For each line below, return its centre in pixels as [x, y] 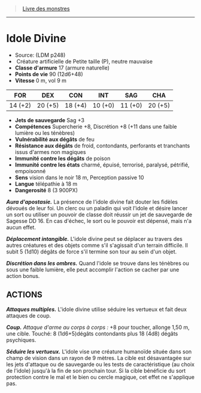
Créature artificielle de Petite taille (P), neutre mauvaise [85, 61]
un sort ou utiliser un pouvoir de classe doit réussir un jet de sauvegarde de [99, 214]
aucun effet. [21, 227]
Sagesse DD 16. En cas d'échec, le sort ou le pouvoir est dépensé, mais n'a [99, 220]
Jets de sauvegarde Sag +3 [50, 120]
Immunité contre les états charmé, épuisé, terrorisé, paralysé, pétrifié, [102, 165]
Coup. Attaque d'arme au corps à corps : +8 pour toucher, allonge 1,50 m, [98, 327]
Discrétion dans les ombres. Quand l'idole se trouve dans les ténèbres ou [98, 263]
